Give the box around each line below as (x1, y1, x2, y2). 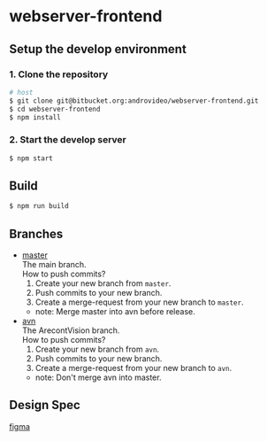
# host (9, 88, 34, 97)
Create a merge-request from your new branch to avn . (34, 363, 233, 374)
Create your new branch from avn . (34, 344, 160, 355)
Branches (9, 226, 64, 241)
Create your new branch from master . (34, 278, 172, 289)
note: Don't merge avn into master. (34, 372, 162, 383)
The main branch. (21, 259, 87, 270)
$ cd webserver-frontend (9, 104, 101, 113)
